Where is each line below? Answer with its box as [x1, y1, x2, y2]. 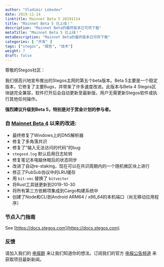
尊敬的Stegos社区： [5, 67, 45, 73]
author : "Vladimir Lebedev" [5, 7, 63, 12]
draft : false [5, 53, 32, 58]
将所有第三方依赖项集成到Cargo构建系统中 [12, 188, 98, 194]
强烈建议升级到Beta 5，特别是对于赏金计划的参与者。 [5, 106, 113, 112]
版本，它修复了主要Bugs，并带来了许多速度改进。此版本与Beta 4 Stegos [5, 84, 152, 90]
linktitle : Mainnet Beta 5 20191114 [5, 16, 80, 21]
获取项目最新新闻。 [5, 257, 44, 263]
